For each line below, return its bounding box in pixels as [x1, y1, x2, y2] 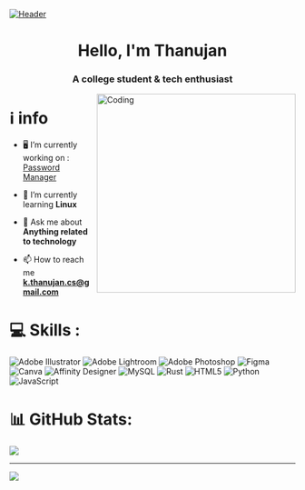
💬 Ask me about [22, 216, 83, 227]
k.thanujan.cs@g [22, 277, 90, 288]
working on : [22, 153, 70, 164]
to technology [22, 236, 77, 247]
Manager [22, 172, 57, 183]
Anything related [22, 226, 88, 237]
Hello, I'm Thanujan [77, 41, 228, 61]
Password [22, 162, 61, 173]
